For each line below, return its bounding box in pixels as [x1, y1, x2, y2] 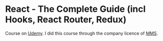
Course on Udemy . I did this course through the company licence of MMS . [5, 30, 158, 36]
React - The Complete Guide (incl [5, 3, 146, 15]
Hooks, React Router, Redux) [5, 14, 126, 25]
